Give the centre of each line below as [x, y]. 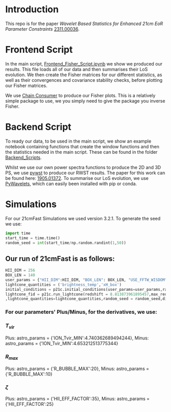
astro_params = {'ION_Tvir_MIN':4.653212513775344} [62, 343]
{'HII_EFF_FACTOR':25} [30, 404]
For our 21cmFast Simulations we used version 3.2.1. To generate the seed [83, 218]
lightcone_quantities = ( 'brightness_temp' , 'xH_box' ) [64, 285]
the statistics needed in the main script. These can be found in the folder [81, 152]
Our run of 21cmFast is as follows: [60, 258]
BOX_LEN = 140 [20, 275]
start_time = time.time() [33, 238]
